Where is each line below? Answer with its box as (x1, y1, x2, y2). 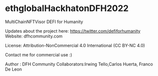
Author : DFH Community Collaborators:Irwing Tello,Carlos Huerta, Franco (5, 61, 153, 67)
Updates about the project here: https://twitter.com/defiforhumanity (5, 28, 141, 34)
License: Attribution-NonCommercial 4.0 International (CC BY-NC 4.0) (5, 42, 145, 48)
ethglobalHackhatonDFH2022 (5, 3, 129, 14)
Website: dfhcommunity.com (5, 33, 63, 39)
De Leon (5, 66, 22, 72)
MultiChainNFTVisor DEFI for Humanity (5, 19, 84, 25)
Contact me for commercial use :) (5, 51, 72, 58)
